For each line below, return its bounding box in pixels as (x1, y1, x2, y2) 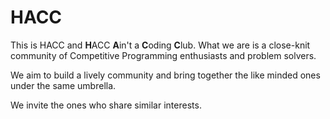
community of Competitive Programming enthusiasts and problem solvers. (10, 49, 317, 61)
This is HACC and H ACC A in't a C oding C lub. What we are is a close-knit (10, 39, 311, 51)
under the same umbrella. (10, 79, 117, 91)
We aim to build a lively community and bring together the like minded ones (10, 69, 321, 81)
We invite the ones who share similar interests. (10, 99, 202, 111)
